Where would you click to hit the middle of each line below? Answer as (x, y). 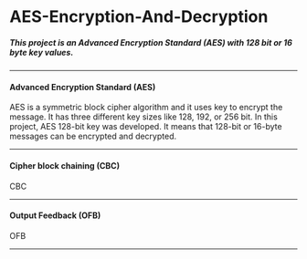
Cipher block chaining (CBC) (65, 165)
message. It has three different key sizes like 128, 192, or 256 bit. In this (144, 117)
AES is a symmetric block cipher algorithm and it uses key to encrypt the (146, 108)
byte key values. (42, 52)
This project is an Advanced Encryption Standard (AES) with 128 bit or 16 (151, 42)
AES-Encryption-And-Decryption (139, 17)
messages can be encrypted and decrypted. (93, 136)
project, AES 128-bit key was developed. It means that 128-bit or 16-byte (146, 127)
